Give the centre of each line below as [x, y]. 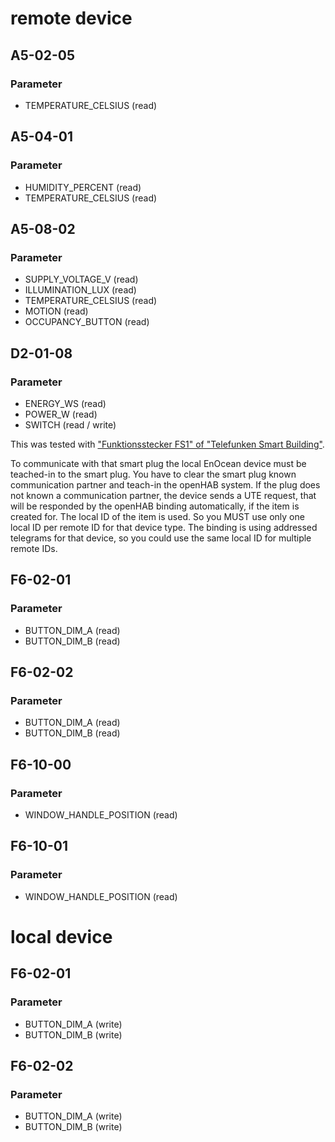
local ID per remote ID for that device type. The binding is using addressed [164, 527]
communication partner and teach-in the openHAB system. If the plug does [165, 484]
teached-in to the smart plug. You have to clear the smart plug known [153, 474]
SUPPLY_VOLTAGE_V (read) [81, 279]
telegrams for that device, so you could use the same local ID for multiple [161, 538]
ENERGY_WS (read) [65, 403]
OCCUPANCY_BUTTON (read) [87, 322]
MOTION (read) [56, 311]
